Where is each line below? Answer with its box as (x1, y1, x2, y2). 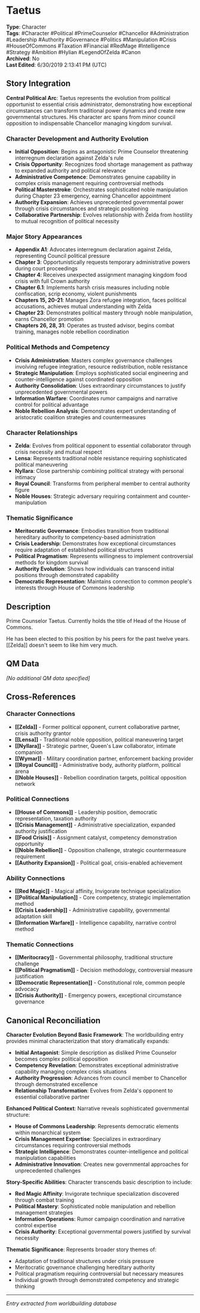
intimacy (14, 473, 36, 481)
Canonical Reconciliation (6, 1015, 101, 1025)
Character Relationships (6, 428, 78, 436)
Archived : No (6, 55, 40, 62)
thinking (14, 1283, 35, 1290)
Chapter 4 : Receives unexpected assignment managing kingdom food (14, 272, 187, 279)
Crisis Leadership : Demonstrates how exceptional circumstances (14, 540, 176, 547)
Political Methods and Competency (6, 343, 110, 351)
